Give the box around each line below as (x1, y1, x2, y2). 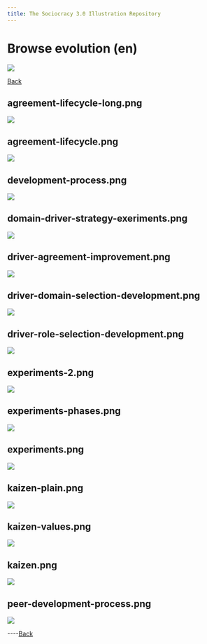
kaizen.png (7, 559, 57, 571)
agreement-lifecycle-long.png (7, 97, 143, 109)
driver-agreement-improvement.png (7, 251, 171, 263)
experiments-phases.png (7, 405, 121, 417)
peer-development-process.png (7, 598, 152, 610)
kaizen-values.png (7, 521, 92, 532)
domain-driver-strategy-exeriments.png (7, 213, 188, 224)
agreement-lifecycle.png (7, 135, 119, 147)
